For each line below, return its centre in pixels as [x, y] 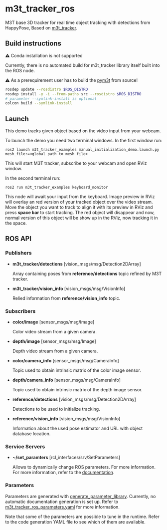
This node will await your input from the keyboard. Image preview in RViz [80, 197]
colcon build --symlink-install [39, 103]
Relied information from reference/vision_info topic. [66, 298]
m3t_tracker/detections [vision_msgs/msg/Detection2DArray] [77, 264]
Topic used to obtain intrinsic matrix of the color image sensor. [77, 370]
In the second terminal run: [33, 178]
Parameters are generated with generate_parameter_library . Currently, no [81, 496]
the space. [16, 223]
